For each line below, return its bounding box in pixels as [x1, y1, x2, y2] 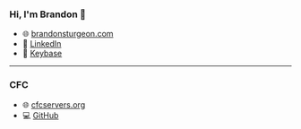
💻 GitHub [21, 109, 59, 120]
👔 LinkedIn [21, 39, 62, 49]
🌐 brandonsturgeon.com [21, 29, 114, 39]
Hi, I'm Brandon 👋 [9, 8, 87, 21]
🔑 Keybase [21, 48, 63, 59]
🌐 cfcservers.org [21, 99, 86, 110]
